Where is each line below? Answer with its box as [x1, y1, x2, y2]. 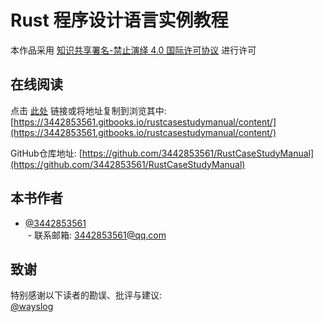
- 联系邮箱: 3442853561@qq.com [27, 229, 167, 241]
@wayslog [10, 301, 54, 313]
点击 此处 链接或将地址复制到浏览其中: [10, 104, 167, 116]
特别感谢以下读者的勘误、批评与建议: [10, 289, 163, 301]
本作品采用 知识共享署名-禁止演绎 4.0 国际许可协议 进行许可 [10, 44, 257, 56]
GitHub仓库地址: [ [10, 147, 83, 159]
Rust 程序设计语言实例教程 [10, 9, 229, 32]
